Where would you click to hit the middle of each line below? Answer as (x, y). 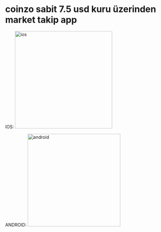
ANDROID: (16, 224)
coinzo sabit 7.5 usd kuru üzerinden (81, 9)
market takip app (41, 20)
